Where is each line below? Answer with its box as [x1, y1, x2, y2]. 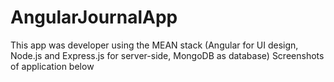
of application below [10, 60, 95, 72]
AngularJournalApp [10, 6, 178, 29]
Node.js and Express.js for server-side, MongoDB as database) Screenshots [10, 49, 325, 61]
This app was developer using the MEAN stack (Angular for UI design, [10, 39, 299, 51]
